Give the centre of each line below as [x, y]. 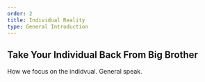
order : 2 [20, 14]
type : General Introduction [48, 26]
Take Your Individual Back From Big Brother [102, 55]
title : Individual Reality [46, 20]
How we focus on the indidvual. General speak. [75, 72]
